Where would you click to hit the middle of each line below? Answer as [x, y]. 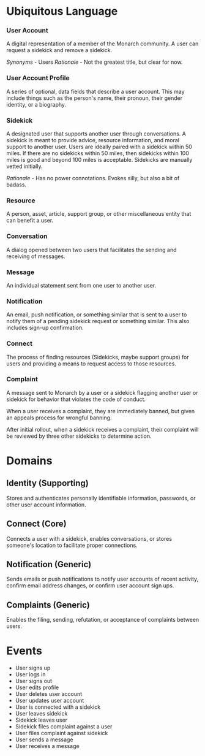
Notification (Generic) [49, 564]
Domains [29, 461]
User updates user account [50, 701]
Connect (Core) [36, 524]
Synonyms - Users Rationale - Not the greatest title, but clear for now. [95, 62]
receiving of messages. [36, 256]
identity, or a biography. [36, 104]
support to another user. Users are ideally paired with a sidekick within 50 [99, 147]
